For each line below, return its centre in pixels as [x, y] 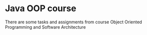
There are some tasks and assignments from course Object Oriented [73, 22]
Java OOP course [41, 9]
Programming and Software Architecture [45, 27]
